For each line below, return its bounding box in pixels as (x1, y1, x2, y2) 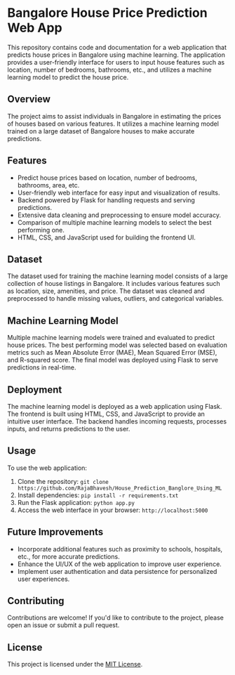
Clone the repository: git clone (17, 477, 109, 485)
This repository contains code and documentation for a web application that (7, 43, 227, 51)
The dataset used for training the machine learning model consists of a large (7, 272, 228, 280)
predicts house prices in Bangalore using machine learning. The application (7, 51, 226, 59)
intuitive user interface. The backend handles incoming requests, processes (7, 417, 227, 426)
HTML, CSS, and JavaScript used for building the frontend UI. (17, 233, 196, 242)
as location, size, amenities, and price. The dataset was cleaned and (7, 287, 205, 296)
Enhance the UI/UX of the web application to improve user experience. (17, 560, 222, 568)
